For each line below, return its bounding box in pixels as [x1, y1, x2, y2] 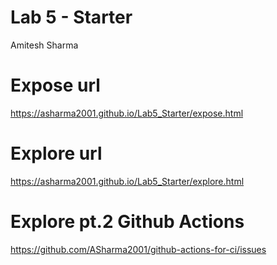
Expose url [10, 74, 101, 97]
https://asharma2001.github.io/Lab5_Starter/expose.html [10, 107, 244, 119]
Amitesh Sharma [10, 39, 79, 51]
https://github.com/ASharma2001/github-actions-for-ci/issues [10, 243, 267, 255]
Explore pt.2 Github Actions [10, 211, 245, 233]
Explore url [10, 142, 103, 165]
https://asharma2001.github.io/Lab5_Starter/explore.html [10, 175, 245, 187]
